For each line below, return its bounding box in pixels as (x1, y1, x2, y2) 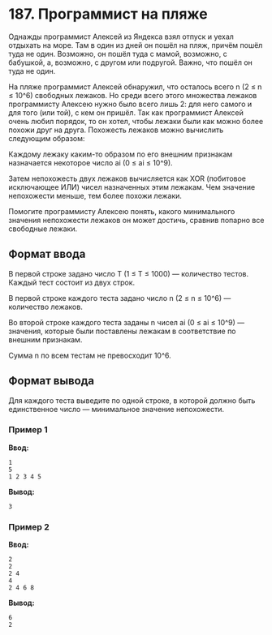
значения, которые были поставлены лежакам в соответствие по (8, 326, 236, 336)
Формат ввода (8, 247, 86, 261)
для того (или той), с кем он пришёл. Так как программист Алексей (8, 107, 244, 118)
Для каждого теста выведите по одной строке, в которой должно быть (8, 395, 256, 405)
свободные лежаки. (8, 224, 78, 234)
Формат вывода (8, 374, 95, 388)
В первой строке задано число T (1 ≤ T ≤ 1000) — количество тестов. (8, 268, 249, 278)
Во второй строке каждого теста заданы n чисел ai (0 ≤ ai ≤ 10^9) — (8, 317, 245, 327)
